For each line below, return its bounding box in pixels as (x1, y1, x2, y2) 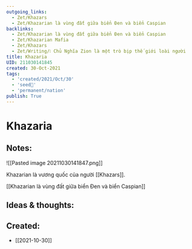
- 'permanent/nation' (11, 88, 66, 94)
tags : (6, 71, 20, 77)
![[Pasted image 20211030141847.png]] (6, 159, 103, 166)
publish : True (6, 93, 42, 99)
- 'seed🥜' (11, 82, 36, 88)
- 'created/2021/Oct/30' (11, 76, 74, 82)
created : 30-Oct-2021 (6, 65, 61, 71)
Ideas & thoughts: (6, 200, 74, 210)
